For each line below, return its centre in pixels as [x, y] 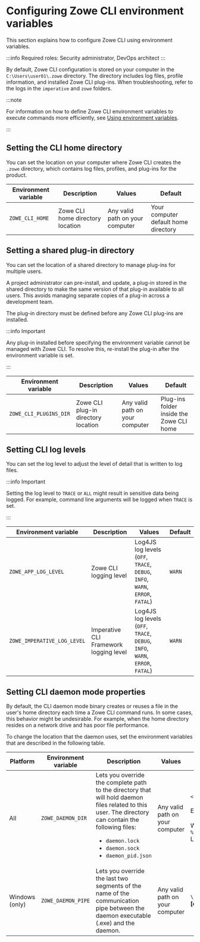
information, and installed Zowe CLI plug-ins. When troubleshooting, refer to [100, 82]
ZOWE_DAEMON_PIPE [65, 901]
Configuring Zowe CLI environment [95, 11]
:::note [14, 100]
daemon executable [123, 916]
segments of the [118, 886]
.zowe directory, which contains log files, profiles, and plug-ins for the [91, 168]
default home [170, 222]
